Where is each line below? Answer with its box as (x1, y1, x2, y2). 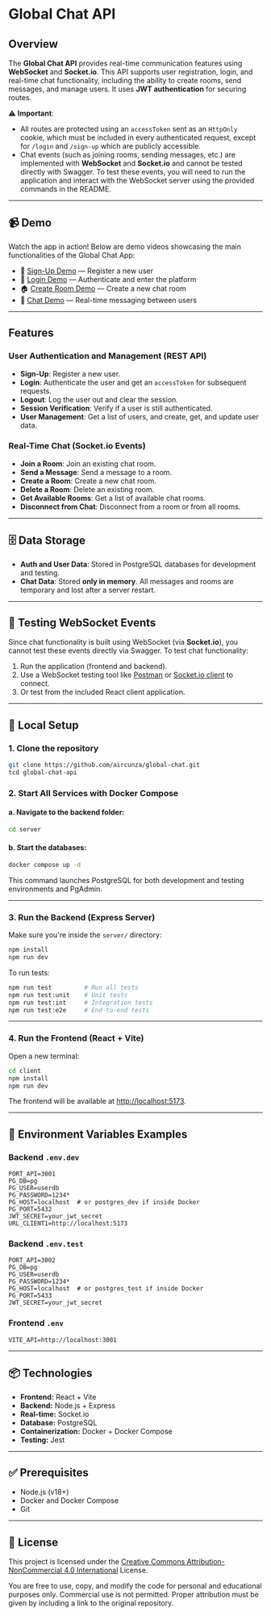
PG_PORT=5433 (8, 1292, 52, 1300)
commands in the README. (19, 184, 111, 194)
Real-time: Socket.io (19, 1409, 90, 1419)
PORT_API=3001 (8, 1170, 56, 1178)
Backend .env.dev (8, 1151, 80, 1163)
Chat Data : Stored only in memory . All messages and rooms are (19, 576, 234, 586)
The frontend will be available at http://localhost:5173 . (8, 1096, 187, 1106)
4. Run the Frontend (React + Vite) (8, 1033, 144, 1044)
